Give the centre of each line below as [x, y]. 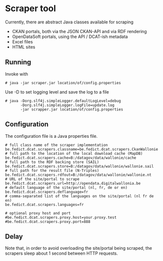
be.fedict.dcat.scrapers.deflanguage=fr [47, 192]
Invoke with [17, 74]
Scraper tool [31, 9]
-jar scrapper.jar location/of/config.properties [72, 109]
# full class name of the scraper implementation [57, 145]
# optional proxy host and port [38, 213]
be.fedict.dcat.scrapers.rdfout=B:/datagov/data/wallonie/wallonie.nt [78, 175]
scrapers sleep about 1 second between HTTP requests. [61, 253]
